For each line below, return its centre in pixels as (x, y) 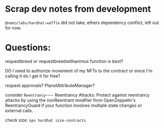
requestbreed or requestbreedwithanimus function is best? (64, 61)
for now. (13, 27)
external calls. (19, 110)
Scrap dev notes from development (78, 9)
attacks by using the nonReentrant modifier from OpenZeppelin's (70, 100)
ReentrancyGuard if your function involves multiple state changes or (74, 105)
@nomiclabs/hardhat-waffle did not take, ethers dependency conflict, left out (82, 23)
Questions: (28, 48)
